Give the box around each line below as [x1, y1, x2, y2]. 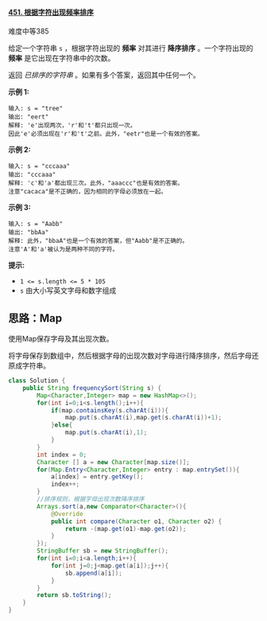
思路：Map [8, 311, 62, 325]
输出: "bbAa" [8, 228, 49, 236]
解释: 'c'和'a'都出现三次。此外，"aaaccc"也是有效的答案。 [8, 179, 184, 187]
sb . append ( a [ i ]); [64, 569, 123, 577]
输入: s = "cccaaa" [8, 162, 71, 170]
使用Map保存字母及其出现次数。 [8, 334, 114, 344]
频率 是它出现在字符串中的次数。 [8, 53, 115, 63]
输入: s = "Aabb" [8, 220, 64, 228]
